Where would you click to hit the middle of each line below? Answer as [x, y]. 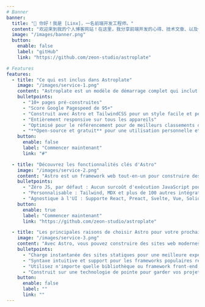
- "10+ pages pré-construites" [62, 103]
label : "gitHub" [38, 52]
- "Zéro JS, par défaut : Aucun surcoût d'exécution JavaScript [106, 187]
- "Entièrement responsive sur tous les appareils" [89, 120]
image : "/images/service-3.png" [58, 238]
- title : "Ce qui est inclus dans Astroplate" [72, 80]
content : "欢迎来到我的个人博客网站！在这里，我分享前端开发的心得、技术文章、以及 [105, 29]
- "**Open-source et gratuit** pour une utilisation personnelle [107, 131]
